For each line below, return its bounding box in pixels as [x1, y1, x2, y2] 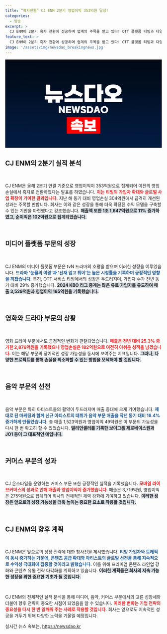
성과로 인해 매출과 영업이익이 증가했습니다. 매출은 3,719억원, [26, 487, 143, 493]
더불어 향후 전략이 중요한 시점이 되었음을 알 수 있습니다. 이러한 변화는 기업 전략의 [5, 600, 161, 606]
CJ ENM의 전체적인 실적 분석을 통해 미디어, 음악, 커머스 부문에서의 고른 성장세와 [5, 594, 161, 600]
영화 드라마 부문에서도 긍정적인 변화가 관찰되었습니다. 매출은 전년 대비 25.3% [5, 338, 155, 344]
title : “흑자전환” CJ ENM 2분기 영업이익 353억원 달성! [5, 8, 109, 13]
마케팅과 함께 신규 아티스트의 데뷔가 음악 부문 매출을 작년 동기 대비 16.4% [19, 412, 161, 419]
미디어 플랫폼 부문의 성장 [5, 239, 76, 248]
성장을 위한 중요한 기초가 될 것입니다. [10, 574, 81, 580]
